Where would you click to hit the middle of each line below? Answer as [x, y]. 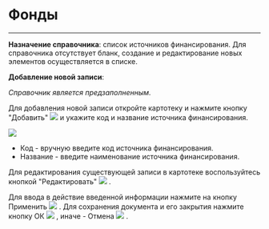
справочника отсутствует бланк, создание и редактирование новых [125, 53]
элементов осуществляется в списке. [73, 61]
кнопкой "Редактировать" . [60, 181]
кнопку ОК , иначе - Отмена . [68, 216]
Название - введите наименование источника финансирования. [130, 156]
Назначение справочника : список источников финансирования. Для [127, 44]
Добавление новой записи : [56, 77]
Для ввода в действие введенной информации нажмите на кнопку [123, 197]
